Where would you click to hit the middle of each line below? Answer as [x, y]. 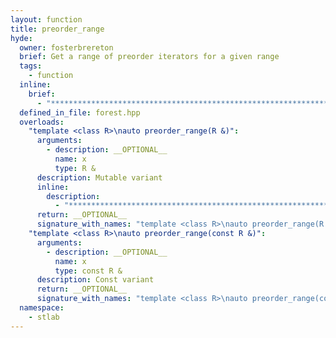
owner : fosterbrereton [66, 47]
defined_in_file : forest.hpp [80, 112]
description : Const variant [95, 280]
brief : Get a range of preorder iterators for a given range [149, 57]
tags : [31, 66]
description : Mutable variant [99, 177]
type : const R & [88, 271]
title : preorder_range [57, 29]
